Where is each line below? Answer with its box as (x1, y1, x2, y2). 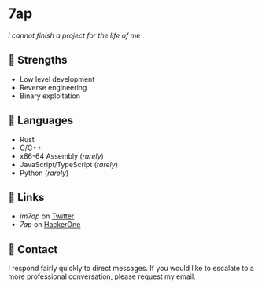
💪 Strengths (8, 53, 68, 67)
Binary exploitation (19, 91, 81, 101)
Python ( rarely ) (19, 168, 69, 177)
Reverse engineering (19, 82, 87, 92)
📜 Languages (8, 114, 73, 127)
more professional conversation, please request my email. (8, 272, 196, 281)
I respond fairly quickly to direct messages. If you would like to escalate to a (8, 264, 254, 273)
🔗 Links (8, 190, 45, 204)
